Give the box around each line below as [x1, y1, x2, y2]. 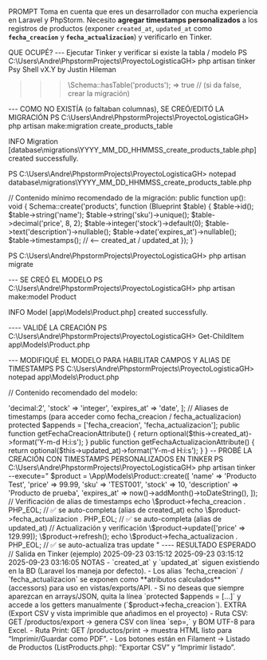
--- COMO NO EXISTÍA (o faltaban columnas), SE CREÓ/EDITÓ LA [8, 104, 225, 113]
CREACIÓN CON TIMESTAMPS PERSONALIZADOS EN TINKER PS [8, 455, 224, 463]
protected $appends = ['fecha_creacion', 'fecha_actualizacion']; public [8, 420, 241, 430]
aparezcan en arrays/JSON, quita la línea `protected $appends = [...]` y [8, 591, 241, 601]
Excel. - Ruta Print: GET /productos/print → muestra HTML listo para [8, 626, 233, 634]
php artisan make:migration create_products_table [8, 121, 174, 130]
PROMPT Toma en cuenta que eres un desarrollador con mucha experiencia [8, 7, 258, 16]
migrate [8, 260, 33, 268]
